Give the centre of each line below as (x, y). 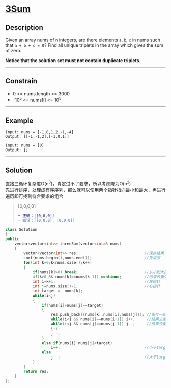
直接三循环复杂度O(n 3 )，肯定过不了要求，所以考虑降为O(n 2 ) (68, 183)
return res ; (36, 371)
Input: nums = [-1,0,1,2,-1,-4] (39, 132)
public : (13, 239)
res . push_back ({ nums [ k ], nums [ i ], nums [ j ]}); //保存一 (107, 315)
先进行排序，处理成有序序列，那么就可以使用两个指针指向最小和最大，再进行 (85, 190)
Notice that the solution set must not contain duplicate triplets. (73, 61)
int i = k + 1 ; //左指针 (96, 282)
